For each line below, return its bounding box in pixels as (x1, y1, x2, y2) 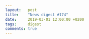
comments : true (5, 26, 37, 31)
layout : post (5, 7, 37, 13)
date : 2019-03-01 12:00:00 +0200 (5, 17, 84, 22)
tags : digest (5, 21, 42, 27)
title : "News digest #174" (5, 12, 69, 17)
